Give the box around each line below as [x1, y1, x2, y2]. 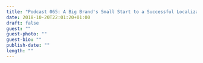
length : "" [6, 48, 34, 54]
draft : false [6, 20, 39, 26]
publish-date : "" [6, 43, 50, 49]
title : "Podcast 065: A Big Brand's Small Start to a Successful [6, 8, 174, 15]
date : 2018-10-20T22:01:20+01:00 [6, 14, 91, 20]
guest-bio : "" [6, 37, 42, 43]
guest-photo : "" [6, 31, 47, 37]
